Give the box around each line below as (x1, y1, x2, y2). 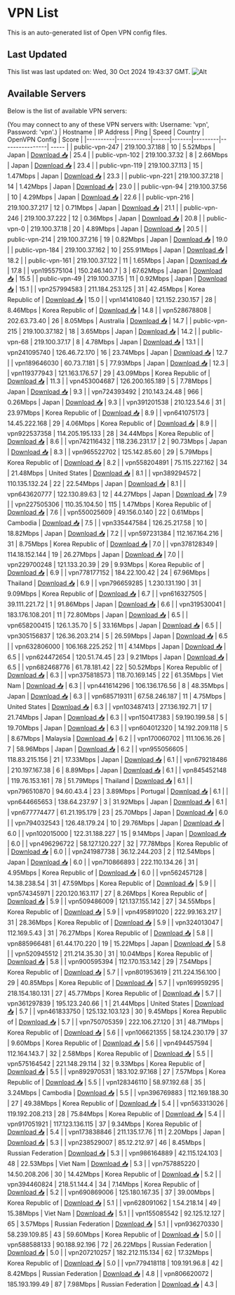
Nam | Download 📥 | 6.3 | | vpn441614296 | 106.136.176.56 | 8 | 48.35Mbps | (7, 681, 228, 689)
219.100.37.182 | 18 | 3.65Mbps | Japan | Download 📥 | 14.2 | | (22, 327, 201, 335)
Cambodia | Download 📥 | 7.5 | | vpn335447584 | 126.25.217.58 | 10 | (7, 518, 207, 527)
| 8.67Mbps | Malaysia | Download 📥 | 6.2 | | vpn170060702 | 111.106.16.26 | (7, 734, 225, 742)
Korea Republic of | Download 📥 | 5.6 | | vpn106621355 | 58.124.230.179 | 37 (7, 1028, 228, 1037)
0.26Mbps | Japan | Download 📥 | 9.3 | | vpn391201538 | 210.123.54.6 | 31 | (7, 398, 226, 406)
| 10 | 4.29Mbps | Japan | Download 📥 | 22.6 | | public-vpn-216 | (7, 192, 194, 201)
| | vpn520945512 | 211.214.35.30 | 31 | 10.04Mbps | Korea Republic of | (7, 949, 213, 958)
